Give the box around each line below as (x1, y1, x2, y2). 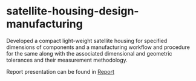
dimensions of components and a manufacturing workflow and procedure (6, 44, 191, 51)
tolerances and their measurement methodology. (6, 56, 128, 63)
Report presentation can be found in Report (6, 68, 115, 75)
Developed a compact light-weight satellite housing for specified (6, 37, 168, 44)
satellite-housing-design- (6, 4, 139, 18)
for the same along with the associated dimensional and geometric (6, 50, 172, 57)
